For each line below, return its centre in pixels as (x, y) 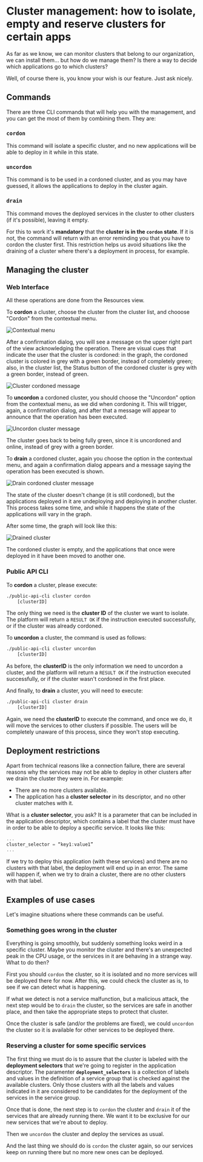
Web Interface (28, 287)
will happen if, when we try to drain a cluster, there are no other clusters (96, 874)
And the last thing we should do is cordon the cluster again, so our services (100, 1146)
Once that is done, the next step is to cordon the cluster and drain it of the (98, 1109)
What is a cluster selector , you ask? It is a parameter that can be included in (102, 815)
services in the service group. (43, 1097)
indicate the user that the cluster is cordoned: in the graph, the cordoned (97, 355)
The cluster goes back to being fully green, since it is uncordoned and (94, 440)
